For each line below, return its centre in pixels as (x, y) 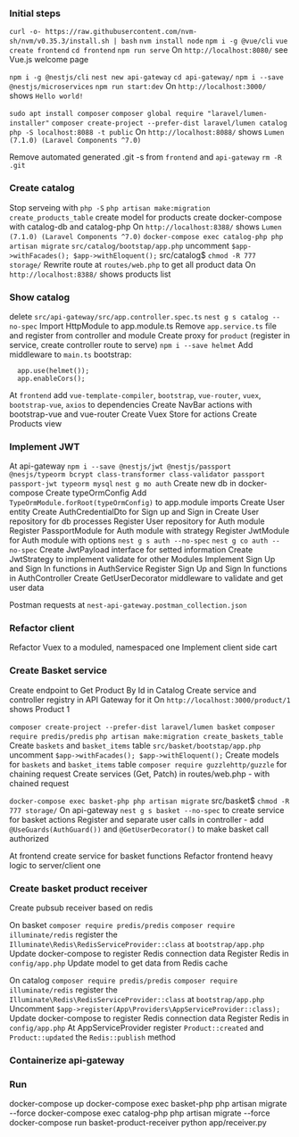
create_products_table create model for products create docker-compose (146, 217)
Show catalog (40, 297)
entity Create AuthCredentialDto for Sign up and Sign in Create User (134, 512)
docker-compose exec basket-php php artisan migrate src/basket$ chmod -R (149, 801)
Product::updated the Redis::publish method (92, 1037)
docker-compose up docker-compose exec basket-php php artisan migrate (148, 1104)
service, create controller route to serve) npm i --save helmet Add (131, 344)
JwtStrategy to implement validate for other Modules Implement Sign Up (142, 560)
